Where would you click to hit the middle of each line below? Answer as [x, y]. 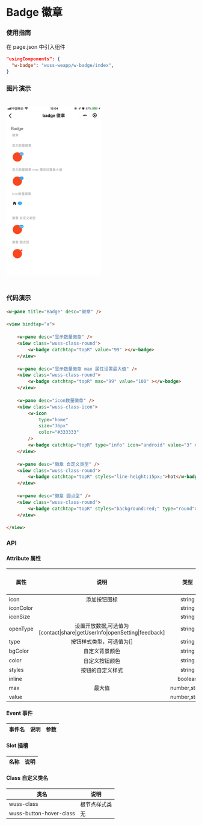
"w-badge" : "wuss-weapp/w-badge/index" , [63, 66]
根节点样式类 [96, 804]
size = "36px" [53, 426]
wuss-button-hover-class [42, 814]
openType [21, 629]
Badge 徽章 [35, 12]
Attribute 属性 [23, 558]
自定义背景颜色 [102, 651]
